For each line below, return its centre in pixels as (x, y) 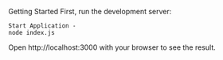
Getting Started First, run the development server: (90, 11)
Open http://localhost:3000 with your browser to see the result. (112, 47)
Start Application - (43, 26)
